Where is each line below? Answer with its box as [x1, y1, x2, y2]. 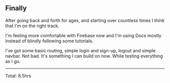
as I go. [5, 58, 21, 64]
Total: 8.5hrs [5, 72, 31, 78]
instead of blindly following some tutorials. [5, 38, 94, 44]
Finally [5, 4, 27, 13]
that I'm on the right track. [5, 23, 60, 29]
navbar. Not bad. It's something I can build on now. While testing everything [5, 53, 163, 59]
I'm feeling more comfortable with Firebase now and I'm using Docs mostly [5, 32, 162, 38]
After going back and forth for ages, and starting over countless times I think [5, 17, 165, 23]
